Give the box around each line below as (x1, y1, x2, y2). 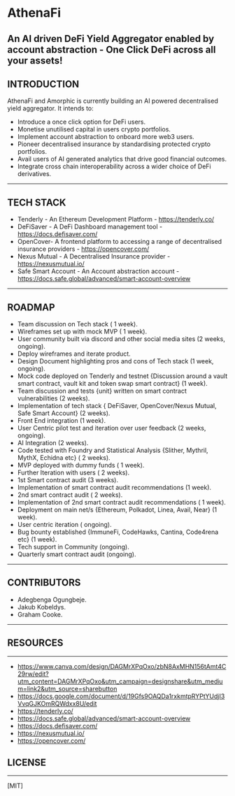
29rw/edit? (17, 670, 49, 678)
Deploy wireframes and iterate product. (17, 349, 131, 358)
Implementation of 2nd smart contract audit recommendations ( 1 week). (17, 498, 226, 507)
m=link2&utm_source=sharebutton (17, 684, 117, 693)
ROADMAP (7, 301, 55, 313)
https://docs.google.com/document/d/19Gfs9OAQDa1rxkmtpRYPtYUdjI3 (17, 692, 225, 700)
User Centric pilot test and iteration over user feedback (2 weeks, (17, 424, 206, 433)
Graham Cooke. (17, 610, 63, 618)
